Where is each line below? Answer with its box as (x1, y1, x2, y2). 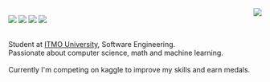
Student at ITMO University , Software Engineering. (8, 40, 176, 49)
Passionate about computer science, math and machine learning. (8, 48, 223, 57)
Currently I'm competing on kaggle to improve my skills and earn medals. (8, 65, 251, 74)
